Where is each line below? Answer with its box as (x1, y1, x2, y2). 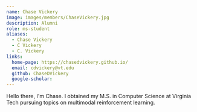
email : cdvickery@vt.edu (11, 64, 74, 71)
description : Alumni (6, 20, 59, 26)
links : (6, 54, 23, 60)
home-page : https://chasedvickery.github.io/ (11, 59, 129, 65)
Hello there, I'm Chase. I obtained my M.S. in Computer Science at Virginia (6, 93, 192, 100)
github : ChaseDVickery (11, 70, 69, 76)
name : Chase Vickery (6, 8, 59, 15)
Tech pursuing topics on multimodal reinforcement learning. (6, 99, 155, 106)
